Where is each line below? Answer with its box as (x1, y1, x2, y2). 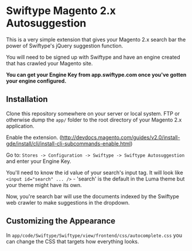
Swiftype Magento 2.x (6, 4, 116, 18)
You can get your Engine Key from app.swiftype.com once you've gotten (6, 71, 187, 78)
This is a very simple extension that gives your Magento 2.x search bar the (6, 36, 186, 43)
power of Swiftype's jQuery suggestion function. (6, 42, 124, 49)
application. (6, 122, 35, 130)
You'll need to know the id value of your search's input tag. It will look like (6, 169, 183, 176)
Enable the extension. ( (6, 134, 61, 141)
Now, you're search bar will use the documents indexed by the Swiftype (6, 192, 180, 200)
